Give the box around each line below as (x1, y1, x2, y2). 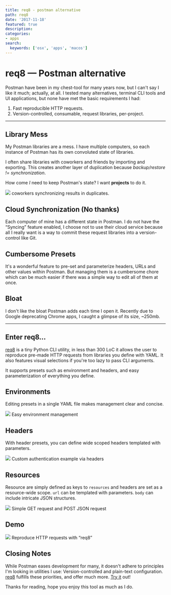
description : (5, 27, 33, 32)
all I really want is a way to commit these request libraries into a (5, 229, 138, 235)
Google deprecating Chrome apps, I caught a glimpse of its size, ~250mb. (5, 313, 160, 319)
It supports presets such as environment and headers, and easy (5, 367, 139, 373)
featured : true (5, 21, 38, 27)
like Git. (21, 235, 37, 241)
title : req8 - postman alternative (5, 7, 81, 13)
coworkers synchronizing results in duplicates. (11, 190, 109, 197)
